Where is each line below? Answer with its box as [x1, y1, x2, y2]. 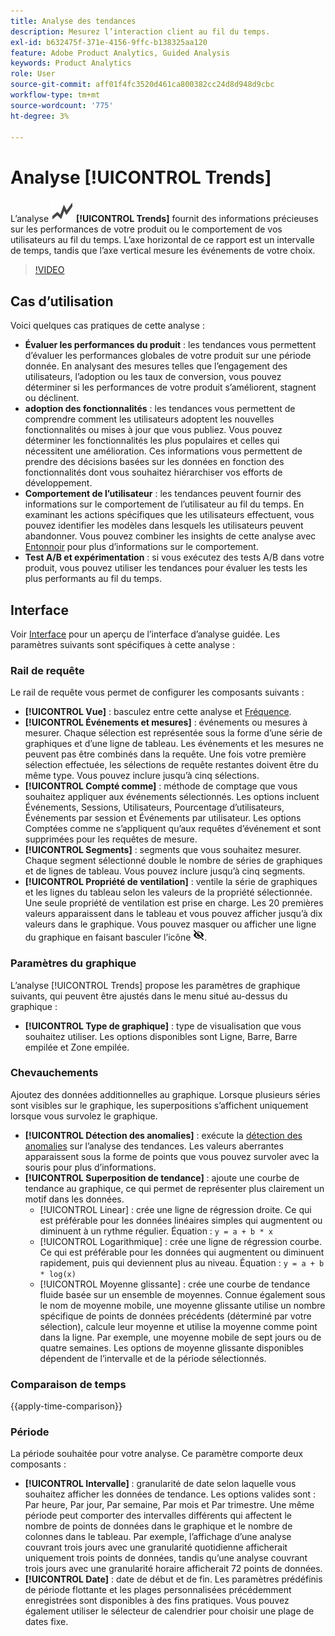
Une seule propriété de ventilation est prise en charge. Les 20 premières [24, 897, 324, 909]
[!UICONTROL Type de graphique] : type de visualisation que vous [24, 1020, 302, 1032]
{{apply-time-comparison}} [10, 1400, 123, 1412]
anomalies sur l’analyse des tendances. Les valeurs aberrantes [24, 1140, 284, 1152]
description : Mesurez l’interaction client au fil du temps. [10, 26, 271, 37]
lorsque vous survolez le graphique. [10, 1110, 158, 1122]
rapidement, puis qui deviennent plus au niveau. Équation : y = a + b [39, 1256, 325, 1269]
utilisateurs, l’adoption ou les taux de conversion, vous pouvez [24, 371, 282, 383]
